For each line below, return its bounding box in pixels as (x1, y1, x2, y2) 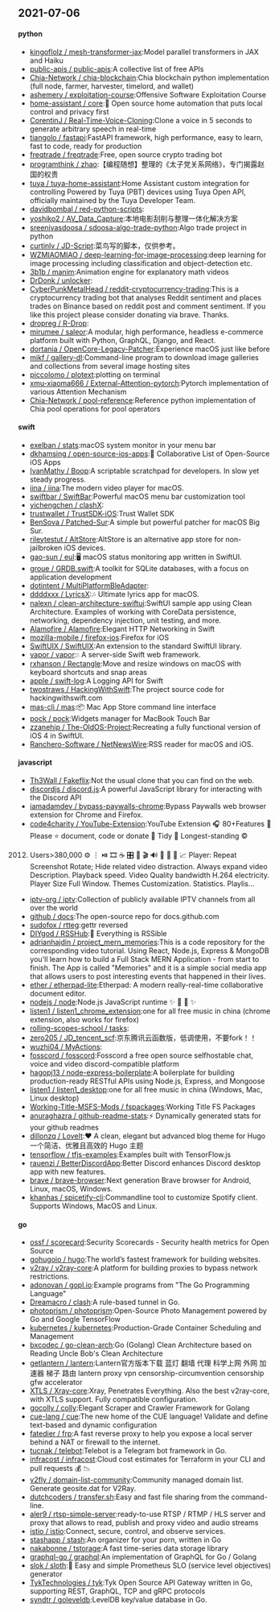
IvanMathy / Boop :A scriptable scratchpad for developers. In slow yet (29, 466, 260, 475)
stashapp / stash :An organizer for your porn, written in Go (29, 1535, 221, 1545)
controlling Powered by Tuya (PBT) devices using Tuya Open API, (29, 187, 246, 197)
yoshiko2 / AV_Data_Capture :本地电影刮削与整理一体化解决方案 (29, 213, 239, 223)
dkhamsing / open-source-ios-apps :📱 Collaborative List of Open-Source (29, 449, 270, 458)
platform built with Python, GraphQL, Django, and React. (29, 335, 216, 345)
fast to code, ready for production (29, 141, 142, 151)
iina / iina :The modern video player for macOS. (29, 483, 184, 492)
